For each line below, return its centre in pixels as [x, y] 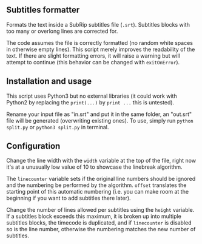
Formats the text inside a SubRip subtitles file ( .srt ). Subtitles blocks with [98, 24]
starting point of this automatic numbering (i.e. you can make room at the [98, 192]
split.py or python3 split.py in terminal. [58, 127]
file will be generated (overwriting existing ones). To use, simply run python [100, 120]
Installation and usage [49, 81]
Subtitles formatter [43, 10]
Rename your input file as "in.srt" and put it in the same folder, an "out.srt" [99, 114]
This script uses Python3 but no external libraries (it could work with [92, 96]
